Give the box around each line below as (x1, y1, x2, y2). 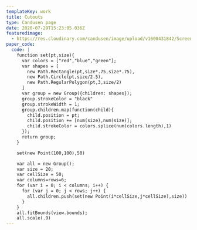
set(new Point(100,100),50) (16, 150, 85, 156)
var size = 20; (16, 166, 54, 172)
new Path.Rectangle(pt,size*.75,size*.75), (27, 69, 135, 75)
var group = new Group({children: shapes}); (21, 90, 133, 96)
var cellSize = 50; (16, 171, 64, 178)
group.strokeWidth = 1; (21, 101, 80, 107)
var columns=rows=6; (16, 177, 67, 183)
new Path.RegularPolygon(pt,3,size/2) (27, 80, 122, 86)
